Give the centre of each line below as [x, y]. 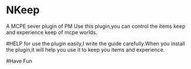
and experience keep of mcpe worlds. [52, 32]
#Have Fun [19, 61]
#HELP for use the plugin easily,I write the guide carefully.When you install [95, 43]
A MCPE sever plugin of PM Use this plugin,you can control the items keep [96, 26]
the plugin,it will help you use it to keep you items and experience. [86, 49]
